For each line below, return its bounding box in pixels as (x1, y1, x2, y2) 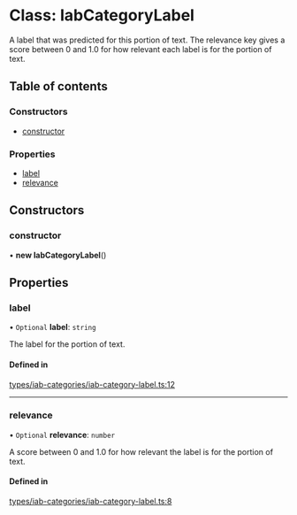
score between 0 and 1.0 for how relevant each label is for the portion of (9, 43, 272, 54)
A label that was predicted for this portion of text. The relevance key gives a (9, 35, 286, 45)
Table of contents (9, 79, 108, 94)
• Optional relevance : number (9, 429, 116, 440)
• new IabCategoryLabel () (9, 250, 107, 260)
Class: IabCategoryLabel (9, 5, 194, 26)
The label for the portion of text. (9, 339, 126, 350)
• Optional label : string (9, 322, 96, 333)
